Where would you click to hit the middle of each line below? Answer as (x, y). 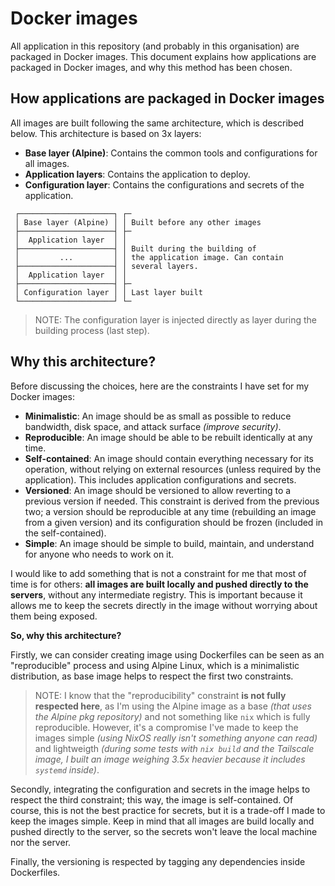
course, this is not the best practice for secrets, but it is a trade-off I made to (168, 810)
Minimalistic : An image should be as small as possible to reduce (158, 416)
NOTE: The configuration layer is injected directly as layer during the (176, 319)
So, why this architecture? (66, 635)
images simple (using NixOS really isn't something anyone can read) (176, 738)
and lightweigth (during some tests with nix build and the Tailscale (174, 748)
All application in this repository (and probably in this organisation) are (155, 46)
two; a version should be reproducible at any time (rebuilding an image (170, 511)
